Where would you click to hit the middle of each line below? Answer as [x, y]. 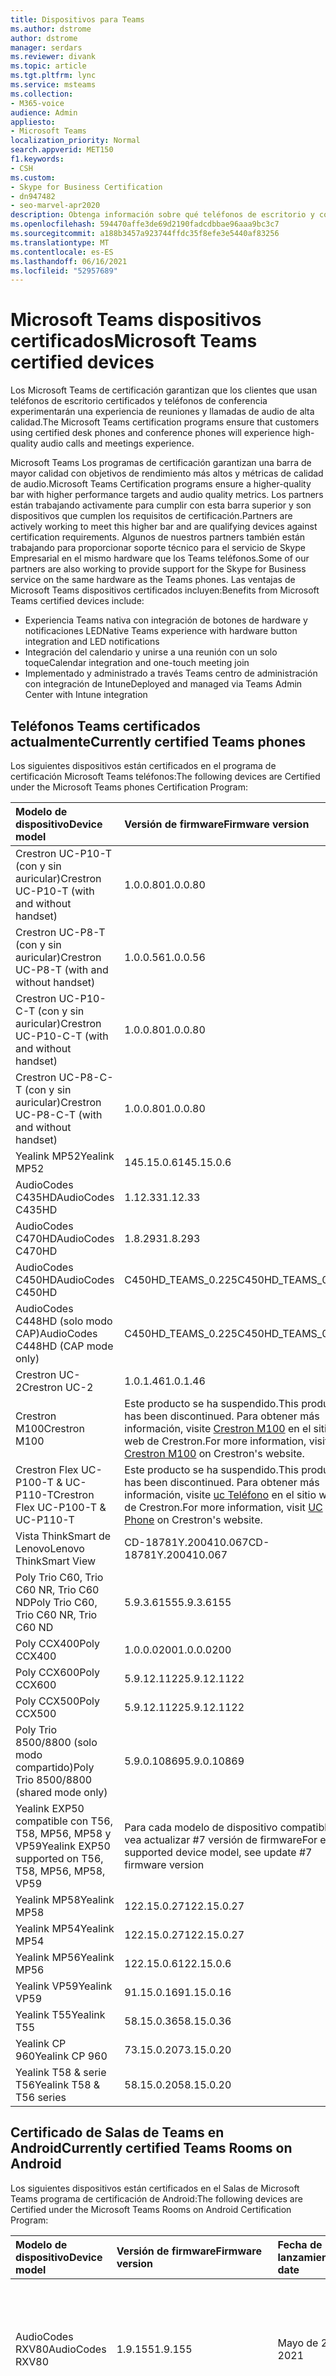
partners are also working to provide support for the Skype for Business [158, 569]
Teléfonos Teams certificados [105, 726]
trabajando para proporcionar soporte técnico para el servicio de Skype [158, 548]
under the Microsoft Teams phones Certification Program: [129, 787]
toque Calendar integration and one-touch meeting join [137, 663]
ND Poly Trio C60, [56, 1602]
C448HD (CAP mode [64, 1346]
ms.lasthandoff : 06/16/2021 [69, 261]
